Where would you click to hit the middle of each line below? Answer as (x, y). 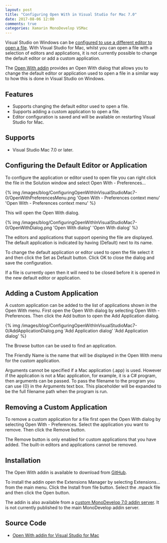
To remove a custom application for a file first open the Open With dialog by (83, 419)
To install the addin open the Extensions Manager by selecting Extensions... (83, 482)
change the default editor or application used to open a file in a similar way (82, 73)
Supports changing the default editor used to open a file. (71, 106)
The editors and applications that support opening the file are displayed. (79, 237)
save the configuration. (29, 263)
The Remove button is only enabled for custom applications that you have (81, 439)
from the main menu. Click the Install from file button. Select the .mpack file (83, 487)
